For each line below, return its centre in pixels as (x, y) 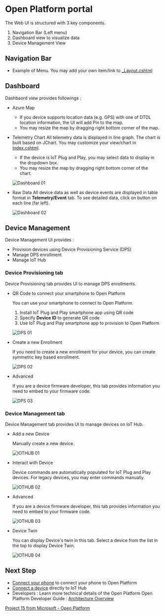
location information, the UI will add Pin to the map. (71, 122)
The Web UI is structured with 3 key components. (55, 23)
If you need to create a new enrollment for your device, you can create (84, 352)
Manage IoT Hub (29, 260)
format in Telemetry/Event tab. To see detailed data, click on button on (84, 198)
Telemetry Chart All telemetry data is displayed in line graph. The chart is (86, 137)
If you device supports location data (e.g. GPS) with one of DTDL (85, 117)
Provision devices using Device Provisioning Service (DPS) (72, 250)
